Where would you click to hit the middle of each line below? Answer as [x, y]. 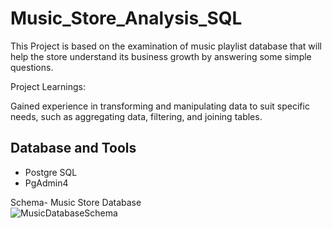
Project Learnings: [48, 86]
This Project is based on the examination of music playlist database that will [166, 46]
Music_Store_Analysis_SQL [126, 18]
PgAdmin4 [46, 183]
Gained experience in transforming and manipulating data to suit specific [160, 106]
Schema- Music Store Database [76, 202]
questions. [32, 67]
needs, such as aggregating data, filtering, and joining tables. [136, 116]
